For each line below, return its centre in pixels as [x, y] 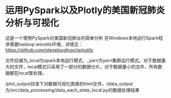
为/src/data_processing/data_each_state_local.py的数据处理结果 [73, 90]
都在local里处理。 [28, 73]
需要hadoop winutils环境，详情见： [46, 44]
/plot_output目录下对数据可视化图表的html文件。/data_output [69, 83]
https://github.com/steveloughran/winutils [49, 50]
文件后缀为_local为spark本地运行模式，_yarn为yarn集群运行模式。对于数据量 [85, 60]
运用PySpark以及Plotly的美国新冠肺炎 [85, 10]
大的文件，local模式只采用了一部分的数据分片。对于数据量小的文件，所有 [82, 67]
